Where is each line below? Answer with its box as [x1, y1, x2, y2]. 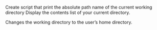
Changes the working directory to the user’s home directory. [5, 19, 132, 25]
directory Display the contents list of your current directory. [5, 9, 130, 15]
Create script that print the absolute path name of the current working [5, 4, 152, 10]
